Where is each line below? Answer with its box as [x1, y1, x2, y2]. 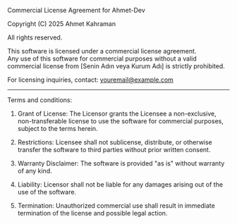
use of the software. [17, 188, 76, 196]
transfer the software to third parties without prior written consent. [17, 146, 211, 154]
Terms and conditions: [7, 96, 73, 104]
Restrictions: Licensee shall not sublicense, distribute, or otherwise [17, 138, 213, 147]
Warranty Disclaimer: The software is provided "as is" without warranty [17, 159, 225, 168]
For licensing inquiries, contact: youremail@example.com [7, 75, 174, 84]
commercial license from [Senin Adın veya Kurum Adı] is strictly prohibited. [7, 62, 226, 70]
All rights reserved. [7, 33, 63, 42]
